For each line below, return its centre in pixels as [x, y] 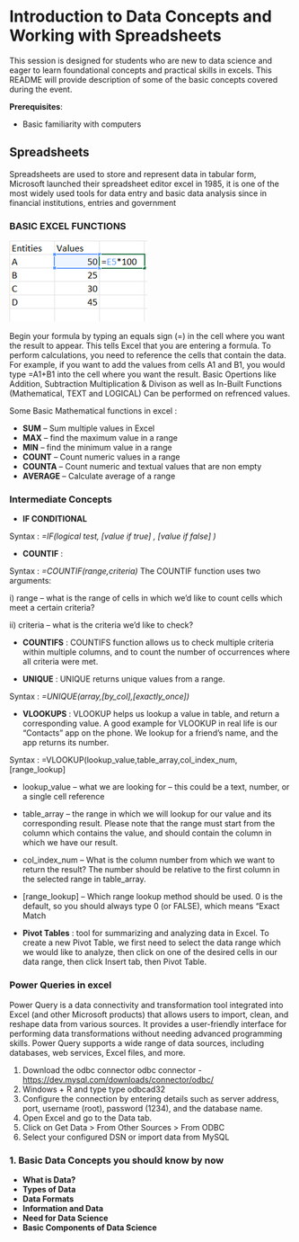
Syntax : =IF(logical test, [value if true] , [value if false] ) [113, 536]
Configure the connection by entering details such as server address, [151, 1098]
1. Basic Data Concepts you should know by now [117, 1160]
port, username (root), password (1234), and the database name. [142, 1108]
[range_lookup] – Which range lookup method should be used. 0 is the [152, 897]
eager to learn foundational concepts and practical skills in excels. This [141, 70]
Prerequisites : [36, 106]
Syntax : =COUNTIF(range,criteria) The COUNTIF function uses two [135, 571]
